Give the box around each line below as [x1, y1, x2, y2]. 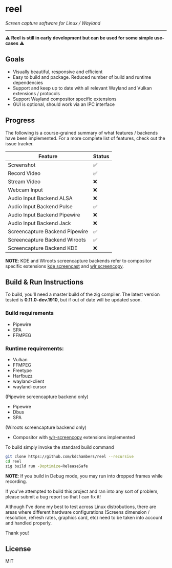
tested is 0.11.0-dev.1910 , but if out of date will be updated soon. [5, 297, 142, 303]
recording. [5, 478, 27, 484]
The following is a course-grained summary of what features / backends [5, 129, 158, 136]
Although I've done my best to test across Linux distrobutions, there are [5, 504, 157, 510]
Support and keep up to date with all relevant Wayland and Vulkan [12, 85, 152, 91]
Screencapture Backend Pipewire [8, 228, 89, 235]
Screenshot [8, 161, 36, 168]
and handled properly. [5, 520, 52, 526]
